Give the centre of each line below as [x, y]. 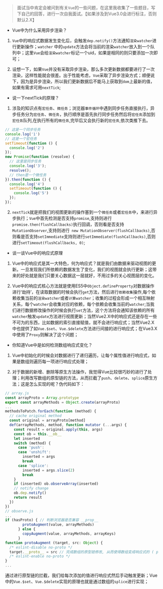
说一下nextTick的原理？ [36, 98]
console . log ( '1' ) [23, 134]
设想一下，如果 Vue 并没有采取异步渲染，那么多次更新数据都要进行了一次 [83, 69]
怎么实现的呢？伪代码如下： [57, 384]
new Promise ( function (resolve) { [40, 157]
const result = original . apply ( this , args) [58, 429]
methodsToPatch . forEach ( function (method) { [51, 412]
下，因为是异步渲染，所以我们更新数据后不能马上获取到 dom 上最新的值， [83, 81]
